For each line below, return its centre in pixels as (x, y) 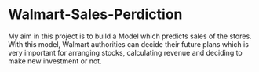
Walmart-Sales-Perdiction (95, 14)
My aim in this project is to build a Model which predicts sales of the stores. (130, 36)
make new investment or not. (55, 61)
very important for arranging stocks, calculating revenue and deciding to (126, 52)
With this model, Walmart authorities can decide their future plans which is (129, 44)
